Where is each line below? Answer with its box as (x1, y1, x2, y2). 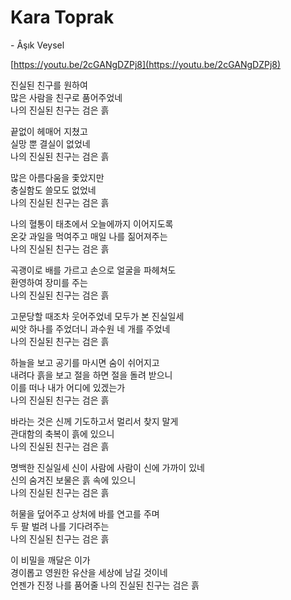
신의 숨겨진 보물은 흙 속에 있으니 (10, 474, 137, 486)
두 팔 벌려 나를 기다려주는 (10, 520, 110, 532)
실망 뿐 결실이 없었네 (10, 137, 91, 150)
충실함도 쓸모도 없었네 (10, 184, 97, 196)
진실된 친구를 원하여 (10, 79, 88, 91)
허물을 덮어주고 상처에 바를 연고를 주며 (10, 507, 160, 520)
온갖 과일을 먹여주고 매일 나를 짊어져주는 (10, 230, 168, 242)
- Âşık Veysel (10, 39, 65, 51)
